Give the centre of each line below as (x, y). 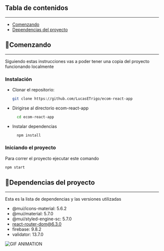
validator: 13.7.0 (28, 234)
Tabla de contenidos (37, 8)
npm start (15, 167)
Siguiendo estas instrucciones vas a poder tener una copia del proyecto (77, 61)
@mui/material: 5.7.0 (33, 213)
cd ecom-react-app (35, 117)
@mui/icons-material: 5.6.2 (39, 208)
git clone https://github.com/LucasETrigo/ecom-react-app (72, 99)
